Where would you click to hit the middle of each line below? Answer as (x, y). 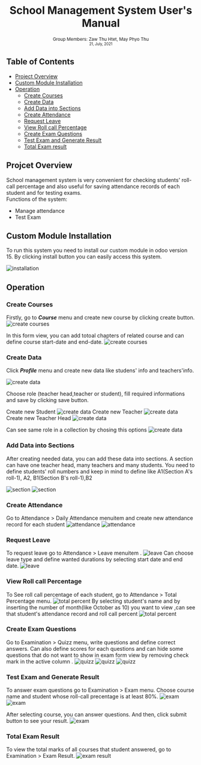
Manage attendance (40, 210)
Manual (101, 23)
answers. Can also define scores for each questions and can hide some (95, 648)
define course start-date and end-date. (55, 342)
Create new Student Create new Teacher (74, 412)
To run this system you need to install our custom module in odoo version (97, 251)
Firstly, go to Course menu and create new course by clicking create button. (100, 318)
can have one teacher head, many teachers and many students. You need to (100, 465)
